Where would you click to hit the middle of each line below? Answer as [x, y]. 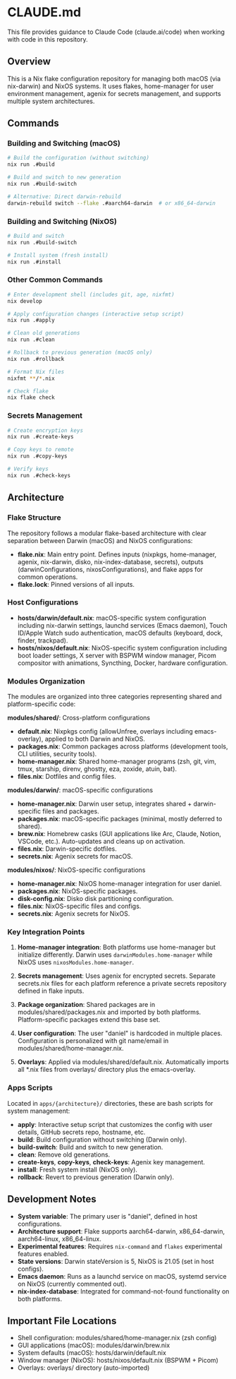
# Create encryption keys [45, 430]
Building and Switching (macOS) [64, 143]
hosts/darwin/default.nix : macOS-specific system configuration [112, 618]
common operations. [48, 577]
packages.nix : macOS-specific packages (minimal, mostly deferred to [120, 819]
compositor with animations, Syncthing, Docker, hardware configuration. [123, 663]
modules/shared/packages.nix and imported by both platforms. [109, 1012]
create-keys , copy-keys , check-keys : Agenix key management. [111, 1162]
